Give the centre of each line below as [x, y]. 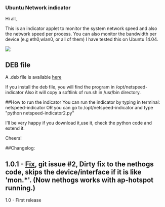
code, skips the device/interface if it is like [73, 172]
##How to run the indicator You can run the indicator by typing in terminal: [83, 102]
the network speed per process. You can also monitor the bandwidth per [81, 34]
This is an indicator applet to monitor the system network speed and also [81, 28]
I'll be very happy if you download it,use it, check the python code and [78, 123]
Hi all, [11, 19]
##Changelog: [20, 148]
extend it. [15, 128]
